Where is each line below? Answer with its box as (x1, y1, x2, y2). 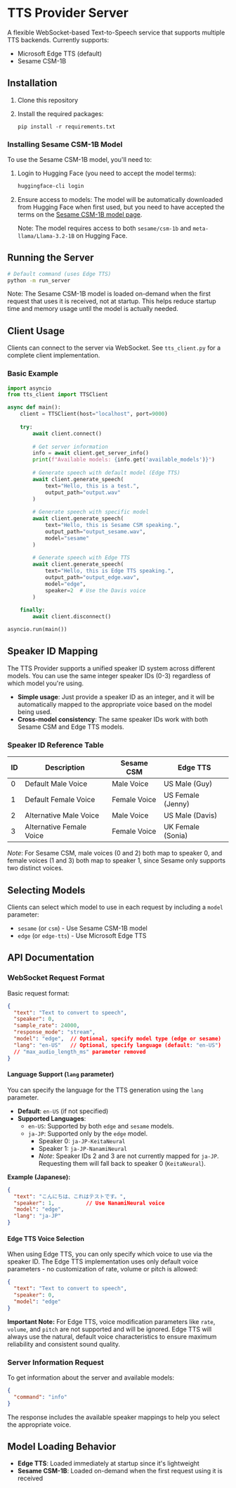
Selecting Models (7, 884, 86, 896)
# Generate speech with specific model (32, 509, 150, 516)
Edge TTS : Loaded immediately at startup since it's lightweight (17, 1459, 200, 1468)
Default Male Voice (25, 779, 88, 789)
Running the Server (7, 252, 94, 264)
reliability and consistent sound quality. (7, 1340, 121, 1348)
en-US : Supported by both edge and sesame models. (27, 1121, 174, 1130)
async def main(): (7, 404, 61, 411)
